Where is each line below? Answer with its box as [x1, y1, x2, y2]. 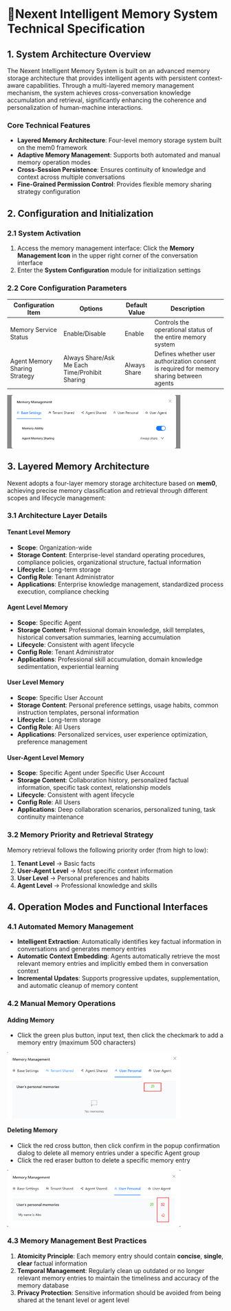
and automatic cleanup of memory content [16, 982, 139, 990]
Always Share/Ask [63, 353, 115, 362]
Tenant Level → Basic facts [16, 859, 96, 867]
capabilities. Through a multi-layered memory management [26, 81, 195, 89]
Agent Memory [10, 357, 53, 365]
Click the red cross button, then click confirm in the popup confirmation [16, 1141, 220, 1149]
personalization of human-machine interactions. [7, 104, 143, 111]
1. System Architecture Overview [7, 48, 151, 60]
